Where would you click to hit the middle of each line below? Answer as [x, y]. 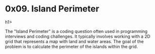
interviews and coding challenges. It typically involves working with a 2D [78, 36]
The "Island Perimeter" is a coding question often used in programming [76, 31]
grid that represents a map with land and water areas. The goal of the [75, 41]
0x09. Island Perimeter [52, 9]
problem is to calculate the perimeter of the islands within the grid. [71, 46]
